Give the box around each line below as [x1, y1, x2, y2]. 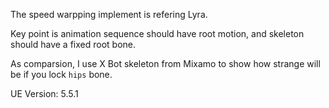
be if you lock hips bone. [10, 69, 113, 80]
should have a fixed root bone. [10, 39, 137, 50]
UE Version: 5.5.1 [10, 88, 79, 99]
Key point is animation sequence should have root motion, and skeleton [10, 28, 305, 39]
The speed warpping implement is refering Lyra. [10, 9, 208, 20]
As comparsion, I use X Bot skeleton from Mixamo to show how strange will [10, 58, 321, 69]
